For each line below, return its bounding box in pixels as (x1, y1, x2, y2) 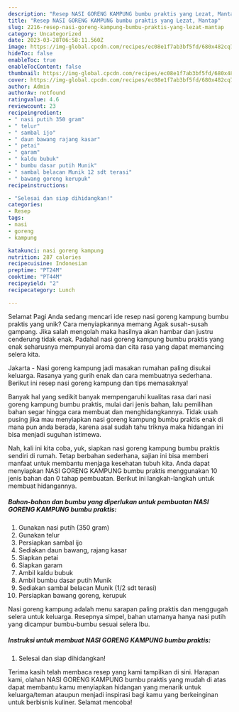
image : (8, 43, 28, 50)
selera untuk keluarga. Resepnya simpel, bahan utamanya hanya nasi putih (8, 612, 226, 621)
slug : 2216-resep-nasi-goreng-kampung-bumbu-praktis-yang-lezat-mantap (8, 23, 224, 30)
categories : (8, 201, 43, 208)
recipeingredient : (8, 109, 62, 116)
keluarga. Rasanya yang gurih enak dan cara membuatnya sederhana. (8, 371, 212, 379)
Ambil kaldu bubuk (18, 568, 74, 577)
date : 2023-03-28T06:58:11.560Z (8, 37, 104, 44)
